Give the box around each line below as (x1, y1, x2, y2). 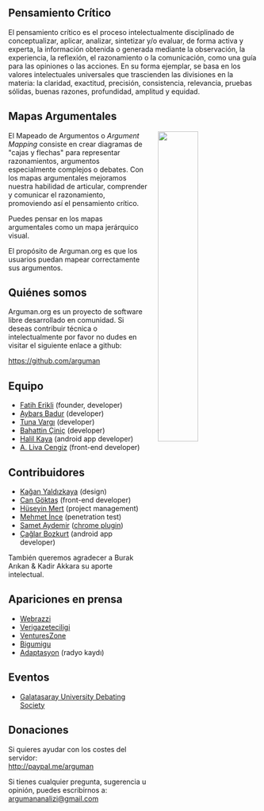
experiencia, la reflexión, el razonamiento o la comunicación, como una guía (8, 52, 257, 62)
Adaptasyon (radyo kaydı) (19, 647, 105, 657)
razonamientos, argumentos (8, 156, 101, 165)
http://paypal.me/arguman (8, 761, 94, 770)
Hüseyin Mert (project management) (19, 504, 139, 514)
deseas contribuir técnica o (8, 324, 98, 333)
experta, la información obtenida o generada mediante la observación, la (8, 44, 246, 54)
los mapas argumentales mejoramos (8, 173, 127, 182)
